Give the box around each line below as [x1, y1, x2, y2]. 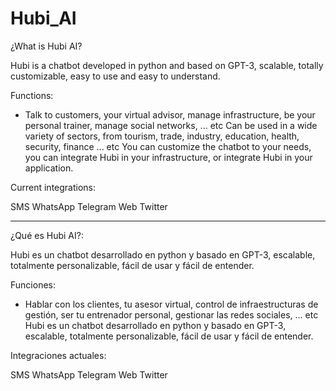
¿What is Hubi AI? [10, 40, 83, 52]
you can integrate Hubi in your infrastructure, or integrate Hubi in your [24, 151, 313, 163]
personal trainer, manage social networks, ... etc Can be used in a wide [24, 119, 318, 131]
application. [24, 162, 74, 174]
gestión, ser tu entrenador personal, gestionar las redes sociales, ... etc [24, 308, 319, 321]
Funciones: [10, 278, 56, 291]
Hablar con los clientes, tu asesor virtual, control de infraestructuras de [24, 298, 319, 310]
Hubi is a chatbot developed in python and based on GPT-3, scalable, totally [10, 59, 324, 71]
